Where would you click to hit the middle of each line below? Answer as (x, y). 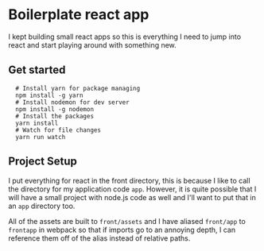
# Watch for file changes (58, 130)
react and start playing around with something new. (92, 44)
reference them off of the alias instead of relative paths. (99, 238)
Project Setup (43, 162)
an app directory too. (42, 206)
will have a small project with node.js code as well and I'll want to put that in (132, 197)
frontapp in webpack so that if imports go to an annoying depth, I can (122, 230)
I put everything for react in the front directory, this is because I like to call (129, 180)
